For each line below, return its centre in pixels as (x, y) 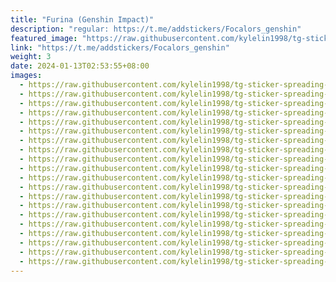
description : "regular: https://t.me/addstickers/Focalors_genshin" (156, 29)
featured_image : (44, 38)
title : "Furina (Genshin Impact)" (82, 19)
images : (26, 76)
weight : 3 (31, 57)
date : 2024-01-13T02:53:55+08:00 (80, 66)
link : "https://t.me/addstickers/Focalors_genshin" (120, 47)
